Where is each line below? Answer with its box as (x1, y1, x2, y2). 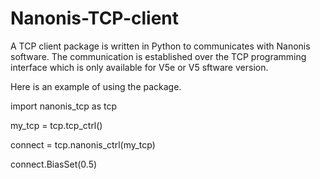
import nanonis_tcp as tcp (10, 100, 118, 112)
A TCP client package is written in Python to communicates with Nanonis (10, 40, 311, 52)
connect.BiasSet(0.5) (10, 158, 98, 170)
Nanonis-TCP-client (10, 7, 180, 30)
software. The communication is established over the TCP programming (10, 50, 307, 62)
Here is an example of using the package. (10, 80, 182, 92)
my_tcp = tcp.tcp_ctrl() (10, 119, 103, 131)
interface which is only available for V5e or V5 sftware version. (10, 61, 269, 73)
